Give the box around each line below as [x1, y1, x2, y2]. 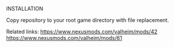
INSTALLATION [6, 5, 44, 12]
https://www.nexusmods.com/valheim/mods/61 [6, 35, 122, 41]
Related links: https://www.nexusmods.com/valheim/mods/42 [6, 28, 158, 35]
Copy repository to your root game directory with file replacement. [6, 17, 169, 23]
